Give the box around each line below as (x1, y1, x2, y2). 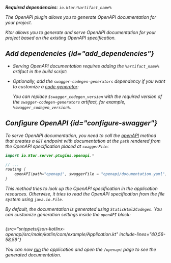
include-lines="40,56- (119, 231, 166, 237)
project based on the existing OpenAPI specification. (5, 35, 116, 41)
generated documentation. (5, 252, 62, 258)
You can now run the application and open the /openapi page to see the (5, 246, 156, 252)
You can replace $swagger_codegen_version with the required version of (12, 93, 162, 100)
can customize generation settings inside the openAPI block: (5, 212, 131, 217)
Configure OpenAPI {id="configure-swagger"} (5, 119, 158, 127)
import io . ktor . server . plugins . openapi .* (5, 153, 95, 158)
